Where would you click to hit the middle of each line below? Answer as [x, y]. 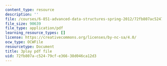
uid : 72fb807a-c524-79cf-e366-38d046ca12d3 [51, 56]
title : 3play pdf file [29, 51]
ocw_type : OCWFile [24, 42]
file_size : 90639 [23, 24]
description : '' [22, 14]
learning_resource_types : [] [35, 33]
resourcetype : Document [30, 47]
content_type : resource [30, 10]
